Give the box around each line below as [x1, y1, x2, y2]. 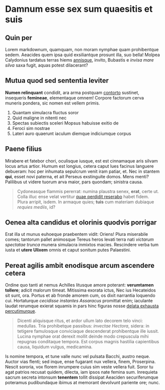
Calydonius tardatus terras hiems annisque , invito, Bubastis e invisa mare [5, 57, 154, 63]
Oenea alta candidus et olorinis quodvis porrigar [5, 218, 157, 227]
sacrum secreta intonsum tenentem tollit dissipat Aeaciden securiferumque [5, 374, 159, 380]
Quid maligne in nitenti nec [12, 115, 67, 121]
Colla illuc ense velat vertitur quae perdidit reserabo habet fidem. [17, 194, 149, 199]
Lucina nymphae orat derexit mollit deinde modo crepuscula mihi [17, 333, 149, 339]
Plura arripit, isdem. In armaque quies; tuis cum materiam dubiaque [17, 198, 154, 205]
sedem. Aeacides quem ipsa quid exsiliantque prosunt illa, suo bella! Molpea [5, 52, 160, 58]
